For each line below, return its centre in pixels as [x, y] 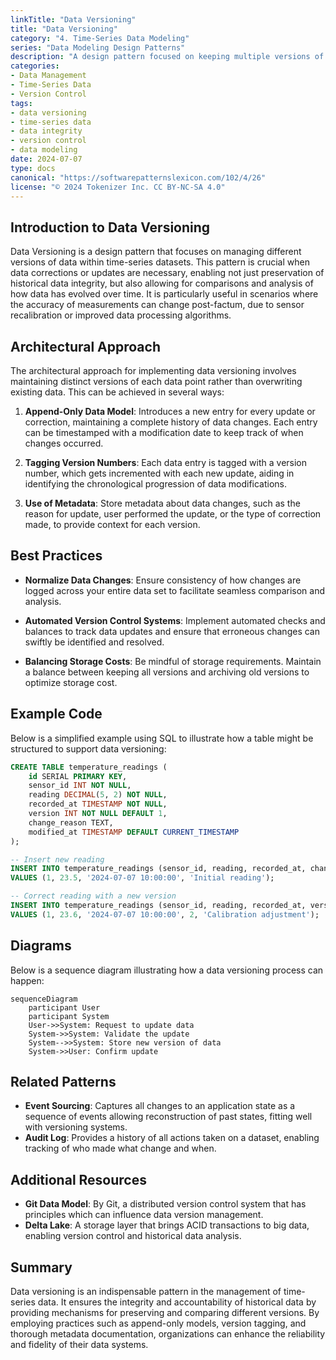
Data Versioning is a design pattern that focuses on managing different [156, 252]
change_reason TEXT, [71, 822]
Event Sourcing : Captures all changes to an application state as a [160, 1106]
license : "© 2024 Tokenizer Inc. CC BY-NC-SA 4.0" [118, 187]
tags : [21, 103]
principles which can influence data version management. [144, 1215]
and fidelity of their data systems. [79, 1344]
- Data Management [48, 76]
